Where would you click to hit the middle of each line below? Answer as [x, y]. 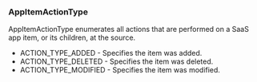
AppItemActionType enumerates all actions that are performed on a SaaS [129, 29]
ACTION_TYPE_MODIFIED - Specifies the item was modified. [120, 70]
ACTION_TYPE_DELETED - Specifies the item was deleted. [116, 61]
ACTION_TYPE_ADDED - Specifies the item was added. [111, 53]
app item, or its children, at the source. [72, 37]
